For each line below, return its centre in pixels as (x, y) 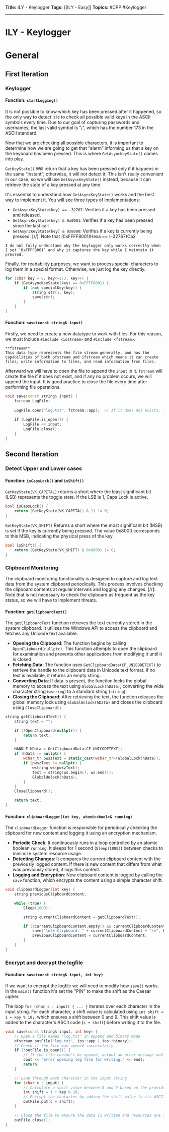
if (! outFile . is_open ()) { (43, 1050)
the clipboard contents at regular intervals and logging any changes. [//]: (80, 589)
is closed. (22, 660)
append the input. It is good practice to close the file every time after (76, 382)
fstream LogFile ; (32, 401)
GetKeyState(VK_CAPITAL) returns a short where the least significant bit (78, 492)
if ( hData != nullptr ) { (40, 754)
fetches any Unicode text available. (41, 634)
